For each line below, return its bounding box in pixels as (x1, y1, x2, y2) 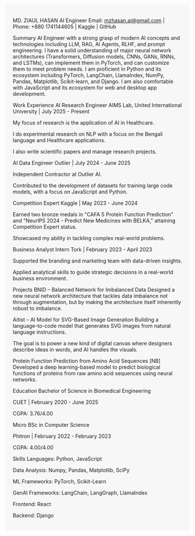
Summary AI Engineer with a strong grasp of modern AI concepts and (13, 34, 180, 42)
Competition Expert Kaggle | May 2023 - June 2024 (13, 200, 138, 206)
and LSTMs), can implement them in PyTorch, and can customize (13, 60, 170, 66)
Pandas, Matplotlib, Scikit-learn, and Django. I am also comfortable (13, 78, 173, 85)
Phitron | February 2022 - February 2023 (13, 433, 112, 440)
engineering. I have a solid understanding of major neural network (13, 47, 172, 54)
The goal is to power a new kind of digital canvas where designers (13, 340, 173, 347)
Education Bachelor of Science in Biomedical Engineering (13, 388, 151, 394)
